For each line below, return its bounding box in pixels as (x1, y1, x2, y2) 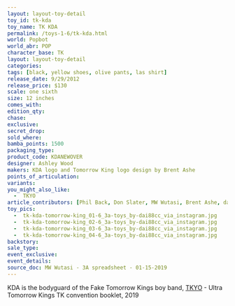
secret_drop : (7, 127, 45, 134)
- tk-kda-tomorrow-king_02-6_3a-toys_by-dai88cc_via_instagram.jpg (13, 218, 218, 225)
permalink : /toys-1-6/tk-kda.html (7, 29, 108, 37)
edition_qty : (7, 108, 45, 115)
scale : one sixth (7, 88, 58, 95)
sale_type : (7, 244, 39, 252)
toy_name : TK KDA (7, 23, 58, 30)
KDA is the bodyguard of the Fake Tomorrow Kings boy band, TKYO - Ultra (7, 283, 222, 291)
